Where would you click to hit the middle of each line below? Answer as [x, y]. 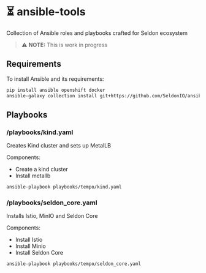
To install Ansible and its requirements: [55, 79]
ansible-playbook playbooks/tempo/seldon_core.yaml [74, 264]
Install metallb [33, 176]
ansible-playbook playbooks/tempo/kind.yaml [64, 187]
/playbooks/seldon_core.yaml [52, 203]
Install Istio [29, 240]
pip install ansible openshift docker [56, 90]
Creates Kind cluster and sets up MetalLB [59, 146]
